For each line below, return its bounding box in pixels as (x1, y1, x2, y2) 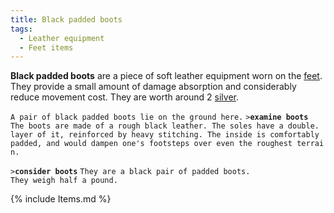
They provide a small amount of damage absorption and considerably (10, 81, 297, 93)
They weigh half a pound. (10, 176, 118, 186)
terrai (296, 139, 325, 149)
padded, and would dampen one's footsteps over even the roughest (10, 139, 293, 149)
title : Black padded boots (10, 14, 123, 25)
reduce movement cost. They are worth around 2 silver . (10, 91, 240, 103)
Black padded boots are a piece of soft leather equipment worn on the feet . (10, 70, 323, 82)
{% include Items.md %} (10, 193, 112, 205)
